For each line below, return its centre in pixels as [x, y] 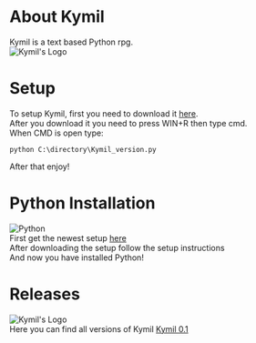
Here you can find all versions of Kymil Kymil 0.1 [99, 328]
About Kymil [57, 17]
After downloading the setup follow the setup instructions [117, 247]
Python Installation [82, 203]
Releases [45, 294]
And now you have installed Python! [77, 257]
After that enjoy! [40, 166]
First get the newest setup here [68, 237]
